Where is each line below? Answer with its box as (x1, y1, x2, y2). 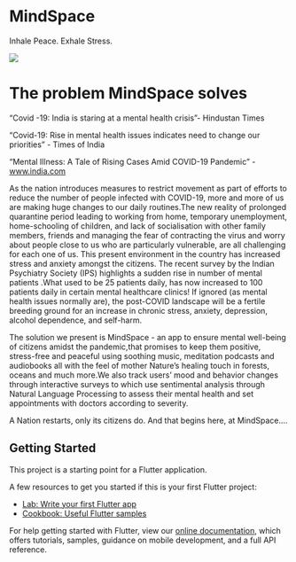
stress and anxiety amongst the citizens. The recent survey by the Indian (9, 258, 275, 269)
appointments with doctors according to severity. (9, 397, 189, 409)
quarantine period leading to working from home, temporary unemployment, (9, 211, 288, 222)
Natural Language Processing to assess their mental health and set (9, 388, 254, 399)
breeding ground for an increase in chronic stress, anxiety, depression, (9, 305, 269, 316)
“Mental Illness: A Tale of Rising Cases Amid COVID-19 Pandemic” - (9, 156, 256, 167)
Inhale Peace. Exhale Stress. (9, 35, 113, 46)
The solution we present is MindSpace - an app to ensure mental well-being (9, 332, 286, 342)
